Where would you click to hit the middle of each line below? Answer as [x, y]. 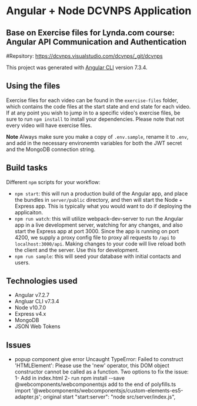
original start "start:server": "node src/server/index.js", [109, 397]
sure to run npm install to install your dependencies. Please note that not [95, 119]
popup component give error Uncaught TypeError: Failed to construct [99, 359]
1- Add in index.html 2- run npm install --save [70, 378]
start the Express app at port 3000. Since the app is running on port [97, 231]
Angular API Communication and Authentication [96, 42]
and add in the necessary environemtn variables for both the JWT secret [94, 143]
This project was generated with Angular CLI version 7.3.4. [77, 67]
